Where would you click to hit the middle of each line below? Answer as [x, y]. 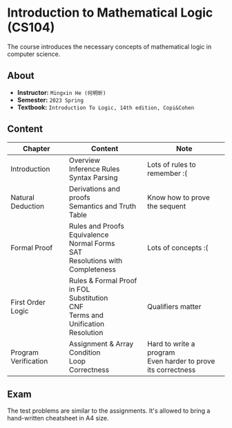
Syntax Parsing [94, 177]
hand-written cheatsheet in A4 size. [58, 418]
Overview [84, 160]
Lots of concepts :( [178, 247]
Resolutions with [96, 260]
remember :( [167, 173]
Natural [22, 197]
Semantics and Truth [103, 206]
